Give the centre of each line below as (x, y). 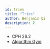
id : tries (15, 9)
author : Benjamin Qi (25, 18)
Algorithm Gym (27, 42)
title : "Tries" (20, 14)
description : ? (20, 23)
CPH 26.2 (21, 37)
